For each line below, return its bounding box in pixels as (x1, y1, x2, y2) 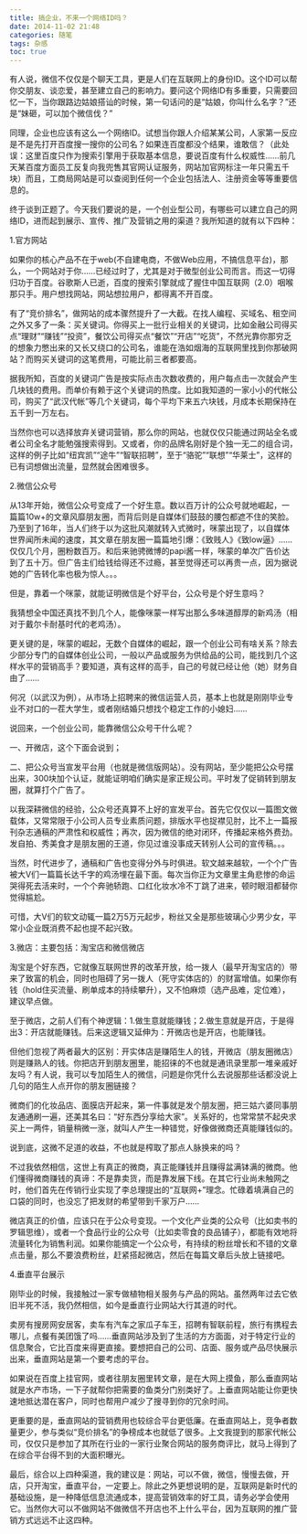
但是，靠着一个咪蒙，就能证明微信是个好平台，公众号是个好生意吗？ (9, 588, 266, 599)
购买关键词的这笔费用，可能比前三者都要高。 (33, 354, 202, 365)
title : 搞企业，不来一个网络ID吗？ (9, 13, 129, 23)
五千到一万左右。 (9, 408, 74, 419)
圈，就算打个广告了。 (9, 784, 90, 795)
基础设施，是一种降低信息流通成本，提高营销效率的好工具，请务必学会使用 (9, 1492, 290, 1503)
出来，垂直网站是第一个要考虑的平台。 (9, 1354, 153, 1365)
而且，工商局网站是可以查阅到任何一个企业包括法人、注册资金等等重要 (25, 173, 290, 184)
